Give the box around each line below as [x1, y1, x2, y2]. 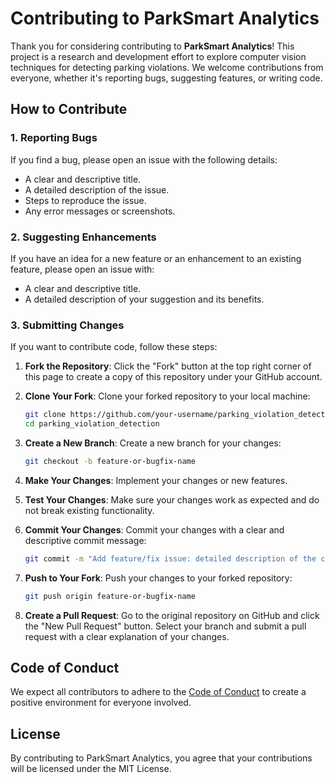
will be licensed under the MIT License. [10, 763, 172, 775]
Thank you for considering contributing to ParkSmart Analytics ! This [10, 40, 295, 52]
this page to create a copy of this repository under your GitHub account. [24, 371, 323, 383]
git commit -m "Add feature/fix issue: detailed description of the [24, 553, 317, 564]
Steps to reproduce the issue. [24, 194, 147, 206]
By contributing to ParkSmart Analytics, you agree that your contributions [10, 752, 313, 764]
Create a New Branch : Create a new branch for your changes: [24, 437, 282, 449]
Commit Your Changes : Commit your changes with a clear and [24, 523, 285, 536]
